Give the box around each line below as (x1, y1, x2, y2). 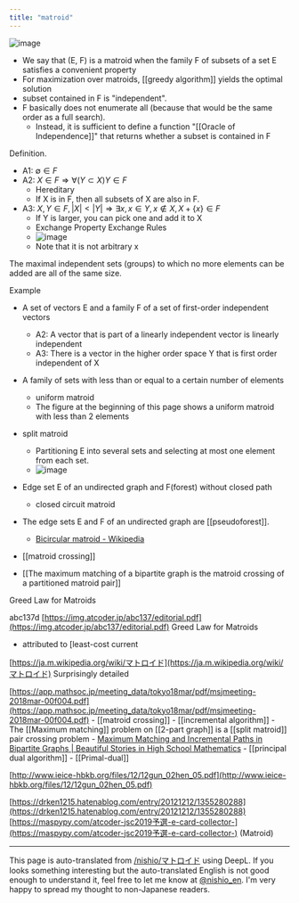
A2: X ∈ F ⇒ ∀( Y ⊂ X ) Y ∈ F (21, 175, 127, 185)
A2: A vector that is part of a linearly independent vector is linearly (35, 329, 279, 340)
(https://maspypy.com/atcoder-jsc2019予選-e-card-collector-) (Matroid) (9, 827, 274, 838)
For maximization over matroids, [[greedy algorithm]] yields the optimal (21, 73, 283, 85)
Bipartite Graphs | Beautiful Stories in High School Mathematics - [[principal (9, 743, 287, 753)
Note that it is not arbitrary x (35, 241, 140, 251)
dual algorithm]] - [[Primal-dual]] (9, 752, 129, 763)
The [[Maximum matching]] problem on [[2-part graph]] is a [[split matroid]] (9, 724, 287, 735)
